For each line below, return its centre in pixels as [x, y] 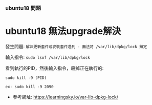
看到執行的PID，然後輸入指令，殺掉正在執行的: [55, 68]
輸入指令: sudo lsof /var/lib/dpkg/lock [48, 57]
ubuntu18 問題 [23, 8]
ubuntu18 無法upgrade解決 [63, 31]
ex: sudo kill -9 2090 [29, 87]
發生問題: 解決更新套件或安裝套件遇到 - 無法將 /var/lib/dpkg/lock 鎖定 [76, 46]
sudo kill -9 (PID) [26, 78]
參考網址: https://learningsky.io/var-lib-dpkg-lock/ [66, 97]
